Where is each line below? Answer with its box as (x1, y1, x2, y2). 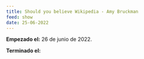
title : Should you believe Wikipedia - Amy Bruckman (6, 8, 139, 15)
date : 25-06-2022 (6, 19, 49, 25)
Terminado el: (6, 47, 41, 54)
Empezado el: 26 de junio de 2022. (6, 36, 93, 43)
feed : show (6, 14, 33, 20)
